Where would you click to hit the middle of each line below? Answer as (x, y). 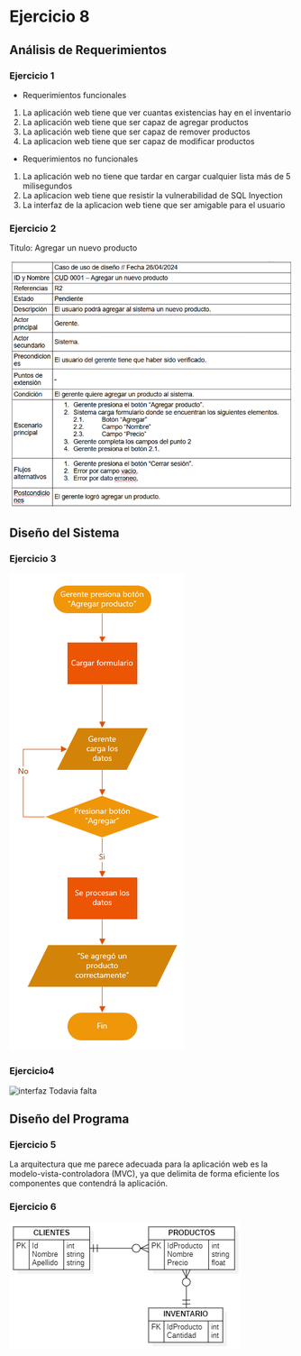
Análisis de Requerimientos (88, 50)
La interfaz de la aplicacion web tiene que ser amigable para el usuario (154, 205)
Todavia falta (73, 1090)
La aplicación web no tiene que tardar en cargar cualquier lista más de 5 (156, 176)
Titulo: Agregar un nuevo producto (73, 248)
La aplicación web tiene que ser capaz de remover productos (136, 132)
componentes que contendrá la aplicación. (89, 1184)
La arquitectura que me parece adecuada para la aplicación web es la (139, 1164)
